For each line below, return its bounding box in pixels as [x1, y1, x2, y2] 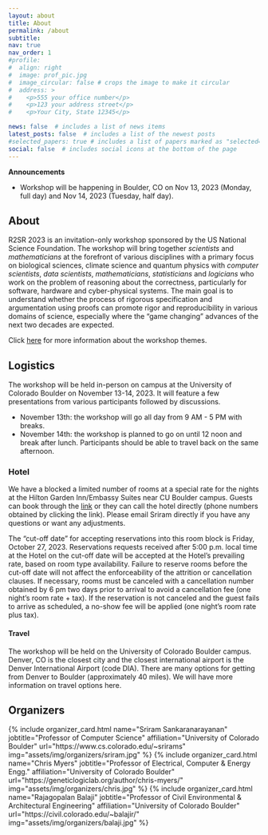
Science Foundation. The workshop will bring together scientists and [8, 244, 234, 253]
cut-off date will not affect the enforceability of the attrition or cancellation [8, 568, 253, 578]
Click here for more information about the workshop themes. [8, 336, 207, 345]
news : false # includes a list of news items [8, 123, 166, 131]
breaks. [19, 421, 45, 431]
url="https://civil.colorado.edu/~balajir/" [8, 809, 140, 819]
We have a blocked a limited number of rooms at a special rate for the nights [8, 484, 259, 494]
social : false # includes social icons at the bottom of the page [8, 145, 238, 153]
